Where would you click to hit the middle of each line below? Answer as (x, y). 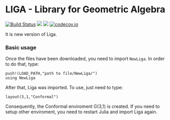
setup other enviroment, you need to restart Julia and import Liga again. (81, 112)
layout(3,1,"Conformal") (32, 97)
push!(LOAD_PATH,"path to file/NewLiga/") (51, 74)
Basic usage (21, 47)
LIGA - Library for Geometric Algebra (85, 9)
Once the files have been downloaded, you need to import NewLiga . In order (85, 59)
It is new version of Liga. (31, 34)
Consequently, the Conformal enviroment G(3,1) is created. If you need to (83, 107)
